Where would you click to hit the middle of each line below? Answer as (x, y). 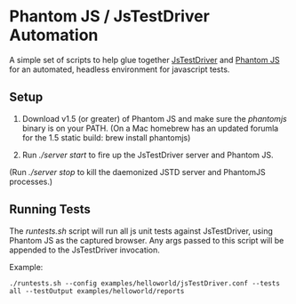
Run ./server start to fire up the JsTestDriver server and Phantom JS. (148, 155)
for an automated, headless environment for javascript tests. (120, 69)
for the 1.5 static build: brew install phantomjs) (106, 137)
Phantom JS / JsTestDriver (110, 16)
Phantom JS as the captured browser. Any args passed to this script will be (147, 240)
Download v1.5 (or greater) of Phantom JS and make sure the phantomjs (154, 118)
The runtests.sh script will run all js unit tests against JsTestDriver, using (141, 231)
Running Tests (50, 209)
